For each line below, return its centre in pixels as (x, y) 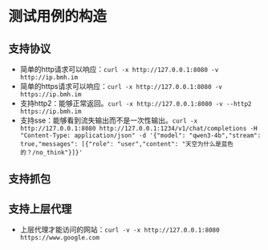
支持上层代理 (40, 209)
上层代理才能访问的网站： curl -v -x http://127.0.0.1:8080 (120, 230)
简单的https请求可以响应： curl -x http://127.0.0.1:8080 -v (121, 86)
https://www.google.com (60, 238)
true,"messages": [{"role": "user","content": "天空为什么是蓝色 (127, 144)
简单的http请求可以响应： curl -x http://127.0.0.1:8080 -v (119, 69)
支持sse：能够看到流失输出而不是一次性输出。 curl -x (109, 120)
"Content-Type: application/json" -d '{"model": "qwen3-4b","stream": (140, 135)
